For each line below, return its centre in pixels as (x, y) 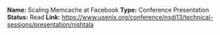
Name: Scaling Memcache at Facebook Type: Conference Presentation (108, 10)
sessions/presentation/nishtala (50, 24)
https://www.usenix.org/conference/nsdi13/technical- (137, 17)
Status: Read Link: (34, 17)
